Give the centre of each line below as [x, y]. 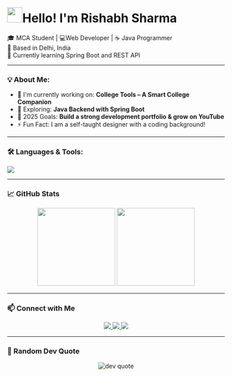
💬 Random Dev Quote [43, 351]
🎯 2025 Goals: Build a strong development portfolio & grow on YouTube [120, 117]
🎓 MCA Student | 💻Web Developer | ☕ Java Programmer [90, 37]
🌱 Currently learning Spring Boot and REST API [74, 55]
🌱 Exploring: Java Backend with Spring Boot [81, 109]
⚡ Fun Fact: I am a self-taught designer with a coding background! [111, 125]
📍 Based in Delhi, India [39, 48]
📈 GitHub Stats [33, 194]
